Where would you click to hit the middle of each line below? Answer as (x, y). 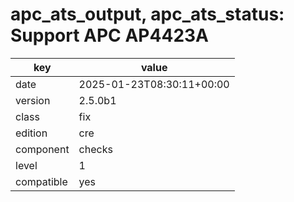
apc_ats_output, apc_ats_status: (147, 14)
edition (31, 133)
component (42, 149)
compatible (41, 181)
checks (95, 149)
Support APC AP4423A (109, 35)
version (33, 100)
